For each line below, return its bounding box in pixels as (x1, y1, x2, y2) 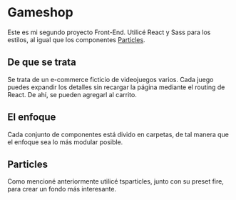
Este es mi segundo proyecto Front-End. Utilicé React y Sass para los (7, 28, 211, 36)
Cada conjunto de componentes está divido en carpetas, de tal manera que (7, 130, 230, 139)
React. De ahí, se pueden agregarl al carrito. (7, 90, 137, 99)
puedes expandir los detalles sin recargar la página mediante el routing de (7, 83, 225, 91)
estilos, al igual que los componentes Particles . (7, 35, 145, 44)
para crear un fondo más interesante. (7, 185, 116, 194)
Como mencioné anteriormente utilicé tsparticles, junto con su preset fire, (7, 177, 225, 186)
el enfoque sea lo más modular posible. (7, 137, 123, 146)
